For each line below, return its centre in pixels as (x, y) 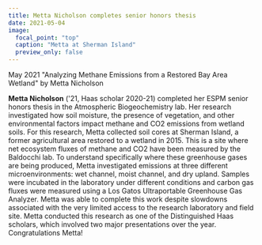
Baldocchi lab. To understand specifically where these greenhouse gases (128, 157)
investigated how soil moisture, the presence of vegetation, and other (122, 115)
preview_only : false (49, 52)
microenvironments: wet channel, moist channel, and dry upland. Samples (129, 174)
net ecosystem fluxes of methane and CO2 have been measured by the (125, 149)
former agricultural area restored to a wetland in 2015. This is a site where (128, 140)
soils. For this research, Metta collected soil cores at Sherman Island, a (123, 132)
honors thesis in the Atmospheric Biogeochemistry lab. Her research (120, 107)
